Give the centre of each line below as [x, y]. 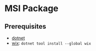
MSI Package [32, 8]
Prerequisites [25, 26]
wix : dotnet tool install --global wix [51, 43]
